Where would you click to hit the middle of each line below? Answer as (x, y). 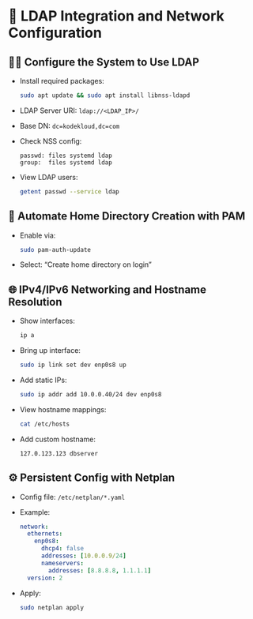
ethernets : (45, 534)
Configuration (55, 33)
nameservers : (62, 563)
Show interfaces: (47, 321)
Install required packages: (62, 81)
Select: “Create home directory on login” (86, 264)
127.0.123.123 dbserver (59, 453)
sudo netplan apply (52, 607)
